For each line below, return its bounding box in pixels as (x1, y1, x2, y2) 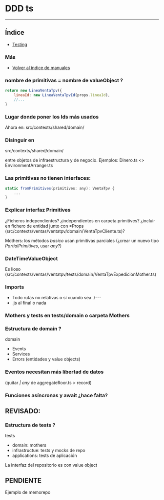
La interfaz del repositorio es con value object (5, 462, 98, 468)
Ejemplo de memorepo (5, 489, 51, 495)
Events (12, 346, 26, 352)
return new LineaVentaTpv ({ (5, 88, 62, 93)
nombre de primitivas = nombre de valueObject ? (5, 77, 123, 84)
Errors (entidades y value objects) (12, 356, 81, 362)
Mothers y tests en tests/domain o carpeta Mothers (5, 312, 130, 319)
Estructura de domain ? (5, 325, 61, 332)
